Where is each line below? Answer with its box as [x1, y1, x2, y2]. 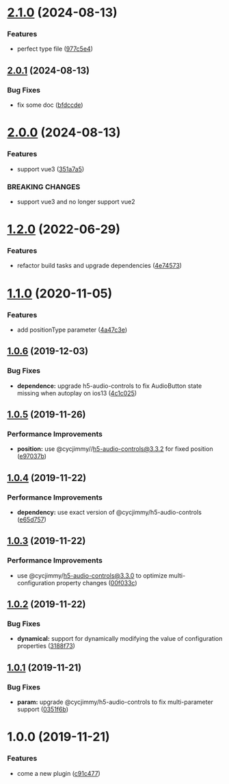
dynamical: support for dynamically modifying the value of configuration [16, 635, 223, 643]
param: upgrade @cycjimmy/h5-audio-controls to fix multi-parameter [16, 698, 214, 707]
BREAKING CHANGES [7, 182, 81, 191]
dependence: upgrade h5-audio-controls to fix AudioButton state [16, 382, 202, 390]
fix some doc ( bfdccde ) [16, 101, 83, 109]
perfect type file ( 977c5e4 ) [16, 45, 94, 53]
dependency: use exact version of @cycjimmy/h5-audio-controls [16, 508, 202, 516]
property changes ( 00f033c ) [56, 578, 138, 587]
